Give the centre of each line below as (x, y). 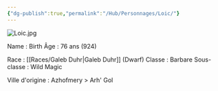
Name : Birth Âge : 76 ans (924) (52, 46)
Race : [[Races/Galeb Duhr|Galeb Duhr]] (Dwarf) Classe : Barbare (100, 60)
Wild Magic (46, 66)
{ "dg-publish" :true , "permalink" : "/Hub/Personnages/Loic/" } (94, 13)
